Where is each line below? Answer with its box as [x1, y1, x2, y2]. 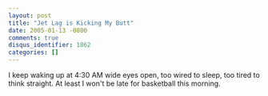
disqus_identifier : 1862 [8, 41, 91, 49]
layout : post [8, 11, 52, 20]
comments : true [8, 33, 59, 42]
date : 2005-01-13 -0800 [8, 26, 88, 34]
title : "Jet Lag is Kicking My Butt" [8, 19, 134, 27]
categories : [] [8, 48, 59, 56]
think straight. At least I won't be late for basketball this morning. [8, 79, 222, 88]
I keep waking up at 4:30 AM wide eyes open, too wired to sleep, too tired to [8, 71, 260, 79]
